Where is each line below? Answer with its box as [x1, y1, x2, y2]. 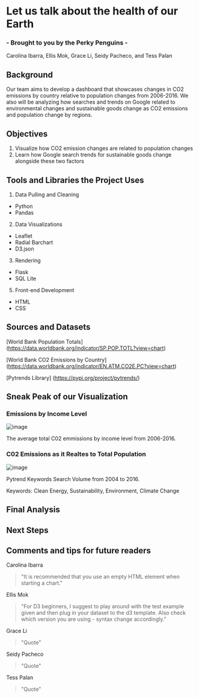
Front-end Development [14, 286, 75, 293]
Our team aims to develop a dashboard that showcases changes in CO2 [6, 86, 185, 93]
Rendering [14, 257, 41, 264]
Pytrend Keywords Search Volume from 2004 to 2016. [6, 475, 140, 482]
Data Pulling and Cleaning [14, 191, 79, 198]
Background [6, 69, 53, 79]
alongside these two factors [14, 158, 84, 165]
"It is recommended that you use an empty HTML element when [20, 573, 180, 581]
